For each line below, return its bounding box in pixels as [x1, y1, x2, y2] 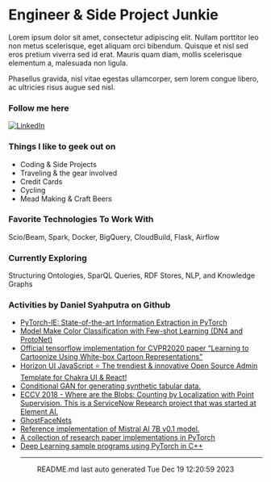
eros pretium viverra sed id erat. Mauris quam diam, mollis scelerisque [8, 49, 242, 59]
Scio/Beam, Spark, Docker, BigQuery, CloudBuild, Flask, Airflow [8, 232, 220, 241]
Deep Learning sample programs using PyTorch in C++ [19, 442, 203, 451]
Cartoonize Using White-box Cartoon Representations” [19, 352, 203, 362]
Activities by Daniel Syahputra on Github [8, 300, 171, 311]
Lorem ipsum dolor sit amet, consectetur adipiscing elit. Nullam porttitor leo [8, 32, 260, 42]
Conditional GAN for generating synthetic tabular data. [19, 381, 202, 391]
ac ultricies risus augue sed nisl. [8, 82, 115, 92]
